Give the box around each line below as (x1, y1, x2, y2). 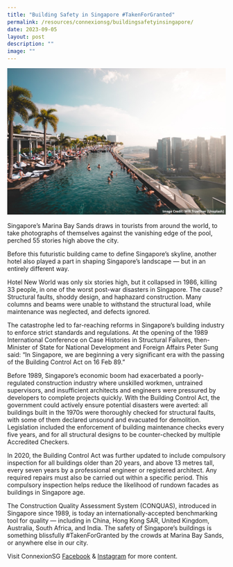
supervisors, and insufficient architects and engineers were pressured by (7, 386, 216, 394)
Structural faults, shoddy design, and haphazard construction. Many (7, 293, 202, 301)
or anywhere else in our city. (7, 539, 89, 547)
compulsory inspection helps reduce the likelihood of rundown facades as (7, 480, 219, 489)
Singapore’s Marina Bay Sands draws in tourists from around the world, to (7, 221, 218, 229)
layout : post (7, 33, 45, 40)
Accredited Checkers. (7, 438, 69, 446)
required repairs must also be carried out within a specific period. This (7, 473, 208, 482)
